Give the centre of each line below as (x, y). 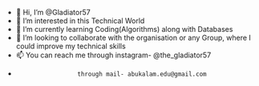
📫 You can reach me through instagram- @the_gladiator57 (113, 55)
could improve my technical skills (71, 46)
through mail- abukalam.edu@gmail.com (142, 74)
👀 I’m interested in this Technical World (80, 21)
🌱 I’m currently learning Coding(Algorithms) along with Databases (124, 29)
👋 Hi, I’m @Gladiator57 (53, 12)
